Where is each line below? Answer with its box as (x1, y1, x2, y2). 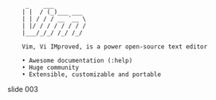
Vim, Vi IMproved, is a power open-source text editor (22, 43, 208, 51)
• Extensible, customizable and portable (22, 71, 161, 79)
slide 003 (7, 85, 39, 94)
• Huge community (22, 63, 80, 71)
